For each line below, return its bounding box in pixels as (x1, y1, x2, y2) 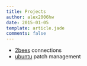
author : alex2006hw (6, 14, 54, 20)
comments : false (6, 31, 46, 37)
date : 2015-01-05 (6, 19, 49, 25)
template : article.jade (6, 25, 65, 31)
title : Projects (6, 8, 46, 15)
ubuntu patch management (14, 53, 81, 60)
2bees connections (14, 47, 62, 54)
